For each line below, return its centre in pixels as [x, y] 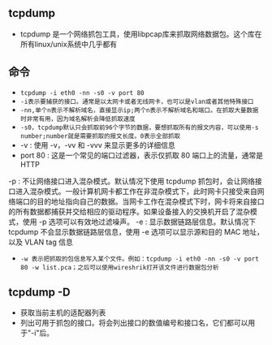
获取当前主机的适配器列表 [63, 313]
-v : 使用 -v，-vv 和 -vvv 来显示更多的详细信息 [98, 144]
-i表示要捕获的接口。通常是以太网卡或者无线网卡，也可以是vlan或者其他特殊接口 [137, 101]
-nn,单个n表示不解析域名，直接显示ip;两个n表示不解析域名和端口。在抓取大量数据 [139, 110]
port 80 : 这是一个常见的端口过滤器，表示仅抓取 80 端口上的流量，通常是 [142, 155]
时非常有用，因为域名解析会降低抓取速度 [78, 119]
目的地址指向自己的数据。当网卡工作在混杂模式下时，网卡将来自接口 [150, 201]
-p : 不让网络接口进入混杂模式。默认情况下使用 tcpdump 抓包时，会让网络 [132, 181]
